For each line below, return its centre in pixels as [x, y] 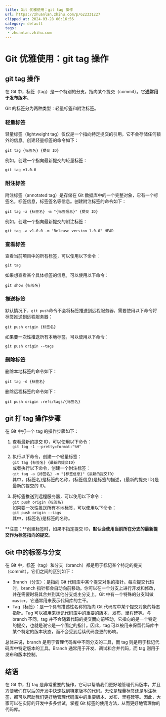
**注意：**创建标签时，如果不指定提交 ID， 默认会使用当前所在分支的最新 [79, 529]
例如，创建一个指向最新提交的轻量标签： [46, 161]
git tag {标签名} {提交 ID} [32, 151]
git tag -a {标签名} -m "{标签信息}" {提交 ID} [52, 211]
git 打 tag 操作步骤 [33, 418]
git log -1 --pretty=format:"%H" [47, 447]
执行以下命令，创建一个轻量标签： [47, 456]
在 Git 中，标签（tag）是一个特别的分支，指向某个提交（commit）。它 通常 [80, 92]
